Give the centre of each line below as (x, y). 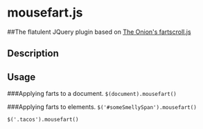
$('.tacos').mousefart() (43, 120)
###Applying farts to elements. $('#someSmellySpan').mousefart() (102, 107)
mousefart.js (45, 13)
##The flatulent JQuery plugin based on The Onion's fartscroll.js (99, 32)
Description (33, 53)
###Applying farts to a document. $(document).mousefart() (92, 94)
